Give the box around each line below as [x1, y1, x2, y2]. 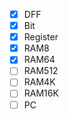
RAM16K [23, 87, 59, 99]
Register [23, 31, 59, 43]
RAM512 [23, 65, 59, 77]
